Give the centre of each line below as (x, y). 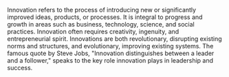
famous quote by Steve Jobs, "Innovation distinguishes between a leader (111, 53)
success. (20, 68)
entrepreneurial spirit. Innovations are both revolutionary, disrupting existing (115, 39)
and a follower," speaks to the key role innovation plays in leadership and (110, 60)
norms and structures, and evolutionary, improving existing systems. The (110, 46)
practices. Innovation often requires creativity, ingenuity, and (93, 31)
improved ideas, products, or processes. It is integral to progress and (105, 17)
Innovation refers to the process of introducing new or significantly (102, 10)
